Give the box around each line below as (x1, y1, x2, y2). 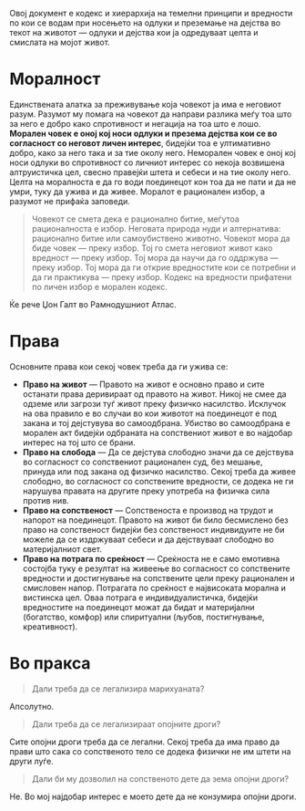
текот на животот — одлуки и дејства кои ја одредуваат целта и (9, 27, 259, 37)
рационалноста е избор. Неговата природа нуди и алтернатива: (31, 223, 281, 234)
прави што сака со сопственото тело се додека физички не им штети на (9, 745, 291, 756)
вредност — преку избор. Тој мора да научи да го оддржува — (31, 252, 279, 263)
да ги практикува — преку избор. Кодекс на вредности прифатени (31, 271, 292, 282)
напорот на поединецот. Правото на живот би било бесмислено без (22, 515, 289, 525)
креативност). (22, 620, 78, 632)
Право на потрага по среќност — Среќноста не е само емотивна (22, 553, 280, 564)
